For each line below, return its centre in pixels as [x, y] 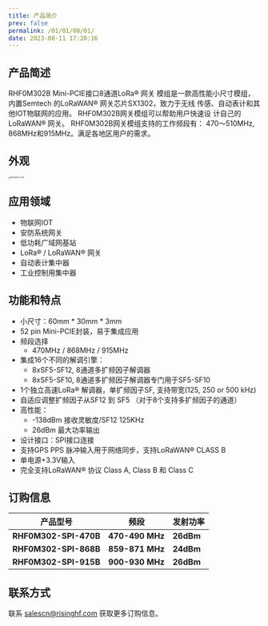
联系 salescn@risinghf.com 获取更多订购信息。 [85, 613]
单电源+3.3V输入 [48, 460]
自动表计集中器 [44, 262]
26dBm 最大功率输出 [66, 430]
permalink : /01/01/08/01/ [51, 30]
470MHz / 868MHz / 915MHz [80, 350]
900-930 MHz [136, 562]
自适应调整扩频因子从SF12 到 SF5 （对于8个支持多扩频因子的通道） [130, 400]
